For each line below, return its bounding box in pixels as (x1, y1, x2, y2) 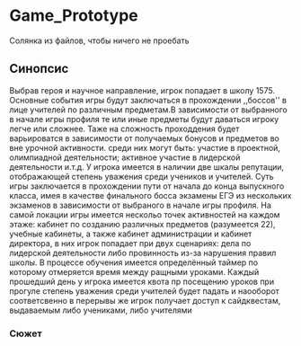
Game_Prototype (9, 5, 139, 26)
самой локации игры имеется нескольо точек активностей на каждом (9, 208, 280, 220)
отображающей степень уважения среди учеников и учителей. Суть (9, 171, 274, 182)
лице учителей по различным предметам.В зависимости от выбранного (9, 104, 288, 115)
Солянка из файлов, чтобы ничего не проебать (9, 35, 190, 46)
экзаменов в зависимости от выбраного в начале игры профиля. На (9, 200, 272, 210)
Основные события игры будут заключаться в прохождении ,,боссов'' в (9, 94, 288, 105)
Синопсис (9, 61, 69, 76)
